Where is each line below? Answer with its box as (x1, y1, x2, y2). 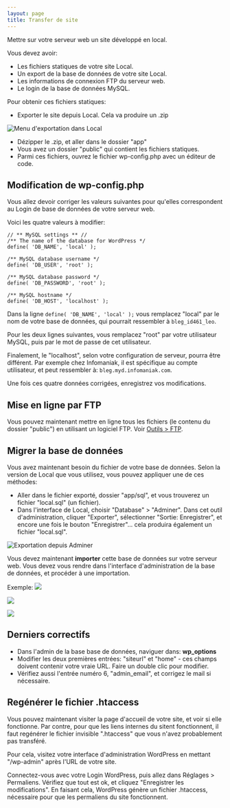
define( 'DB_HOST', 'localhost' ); (7, 298, 109, 305)
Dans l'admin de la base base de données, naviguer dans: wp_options (16, 647, 217, 655)
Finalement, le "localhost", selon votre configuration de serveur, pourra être (7, 351, 221, 360)
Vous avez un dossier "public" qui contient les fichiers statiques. (16, 145, 200, 153)
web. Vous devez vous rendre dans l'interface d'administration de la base (7, 561, 215, 570)
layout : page (7, 10, 45, 17)
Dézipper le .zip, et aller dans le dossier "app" (16, 137, 148, 145)
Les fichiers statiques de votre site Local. (16, 62, 134, 70)
